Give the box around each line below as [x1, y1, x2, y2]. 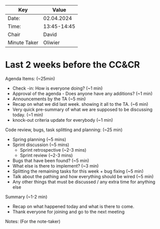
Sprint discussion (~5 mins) [12, 142, 69, 148]
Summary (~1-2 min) [5, 194, 47, 200]
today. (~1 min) [12, 112, 43, 118]
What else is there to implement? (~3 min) [12, 163, 99, 169]
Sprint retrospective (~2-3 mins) [19, 147, 86, 153]
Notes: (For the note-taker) [5, 218, 61, 224]
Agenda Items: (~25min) [5, 75, 55, 81]
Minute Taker [7, 39, 38, 46]
